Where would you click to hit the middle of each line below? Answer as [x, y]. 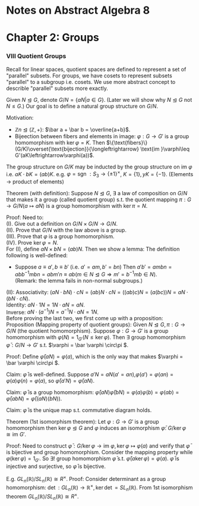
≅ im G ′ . [16, 435]
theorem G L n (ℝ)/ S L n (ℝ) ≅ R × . [42, 496]
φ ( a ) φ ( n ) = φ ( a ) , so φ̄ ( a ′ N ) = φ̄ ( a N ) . [50, 381]
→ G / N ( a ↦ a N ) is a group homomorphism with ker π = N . [77, 206]
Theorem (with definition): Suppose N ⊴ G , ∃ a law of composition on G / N [97, 193]
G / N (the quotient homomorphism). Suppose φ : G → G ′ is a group [87, 331]
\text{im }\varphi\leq [165, 149]
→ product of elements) [35, 182]
